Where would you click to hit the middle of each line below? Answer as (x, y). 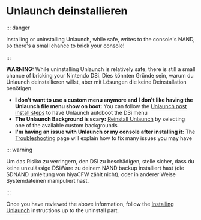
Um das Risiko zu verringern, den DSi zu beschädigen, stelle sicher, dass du (100, 161)
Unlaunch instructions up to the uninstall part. (62, 210)
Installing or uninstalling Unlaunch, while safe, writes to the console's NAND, (100, 39)
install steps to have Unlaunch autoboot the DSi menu (81, 112)
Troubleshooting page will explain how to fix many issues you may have (103, 138)
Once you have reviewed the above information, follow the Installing (90, 204)
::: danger (18, 28)
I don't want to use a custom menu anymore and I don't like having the (104, 100)
